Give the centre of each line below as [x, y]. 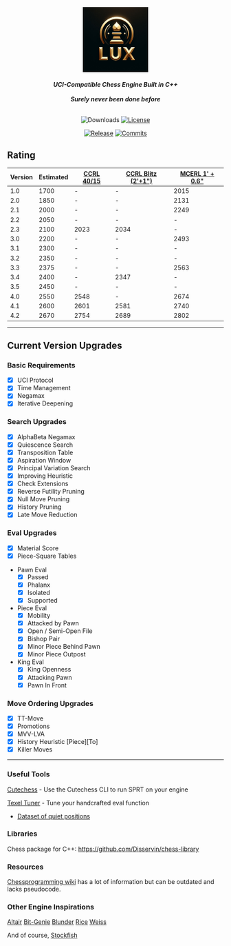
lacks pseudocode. [34, 889]
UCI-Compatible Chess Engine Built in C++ [115, 85]
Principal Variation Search [54, 467]
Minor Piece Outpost [56, 654]
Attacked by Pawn [53, 623]
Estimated [54, 177]
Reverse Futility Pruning [51, 492]
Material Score [38, 548]
